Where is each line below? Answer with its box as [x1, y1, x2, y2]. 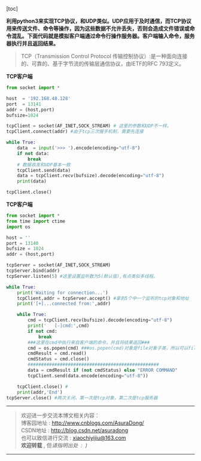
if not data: [17, 150, 50, 156]
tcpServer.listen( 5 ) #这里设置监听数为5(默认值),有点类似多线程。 [6, 273, 158, 279]
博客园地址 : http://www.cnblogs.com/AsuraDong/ [20, 419, 145, 427]
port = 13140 [6, 240, 39, 246]
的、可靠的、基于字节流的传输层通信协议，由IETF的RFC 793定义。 [20, 60, 184, 67]
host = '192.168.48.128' [6, 95, 71, 101]
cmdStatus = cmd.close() [28, 356, 90, 362]
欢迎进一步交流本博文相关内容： [20, 412, 100, 419]
